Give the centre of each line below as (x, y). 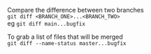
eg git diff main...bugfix (46, 23)
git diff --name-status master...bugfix (67, 44)
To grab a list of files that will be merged (65, 37)
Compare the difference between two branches (76, 10)
